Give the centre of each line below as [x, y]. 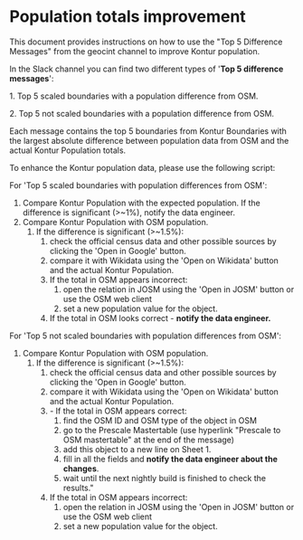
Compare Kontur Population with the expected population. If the [141, 203]
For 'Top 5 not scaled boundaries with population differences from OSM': [146, 336]
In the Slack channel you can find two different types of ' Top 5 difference [147, 69]
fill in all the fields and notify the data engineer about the [170, 459]
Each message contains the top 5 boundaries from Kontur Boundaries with [148, 131]
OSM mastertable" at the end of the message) [149, 440]
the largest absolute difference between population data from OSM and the [149, 140]
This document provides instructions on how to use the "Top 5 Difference [146, 42]
